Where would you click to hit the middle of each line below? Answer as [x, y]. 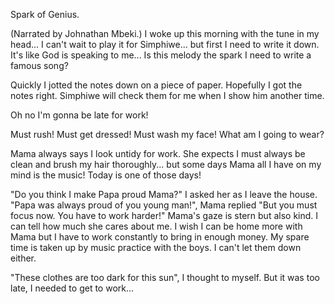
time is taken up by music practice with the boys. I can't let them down [156, 247]
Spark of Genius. [45, 14]
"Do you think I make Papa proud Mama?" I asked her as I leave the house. [164, 194]
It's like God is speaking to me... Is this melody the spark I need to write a [161, 55]
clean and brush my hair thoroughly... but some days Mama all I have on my [166, 164]
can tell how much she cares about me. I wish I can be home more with [156, 226]
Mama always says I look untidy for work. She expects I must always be [158, 153]
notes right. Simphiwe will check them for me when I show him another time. [167, 95]
